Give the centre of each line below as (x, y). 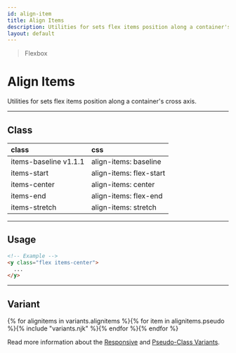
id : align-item (29, 14)
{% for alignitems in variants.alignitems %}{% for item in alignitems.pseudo (116, 321)
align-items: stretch (124, 207)
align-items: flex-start (128, 173)
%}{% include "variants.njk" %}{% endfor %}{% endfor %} (93, 328)
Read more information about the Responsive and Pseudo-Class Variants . (113, 342)
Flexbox (36, 53)
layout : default (31, 33)
